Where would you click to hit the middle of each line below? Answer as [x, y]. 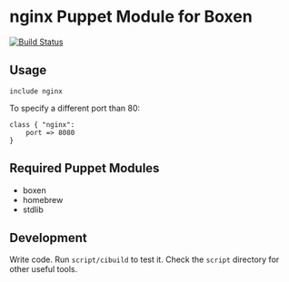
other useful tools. [44, 269]
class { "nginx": [42, 124]
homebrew [43, 199]
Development [49, 238]
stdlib [33, 209]
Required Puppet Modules [85, 168]
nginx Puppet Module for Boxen [131, 17]
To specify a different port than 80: [75, 108]
